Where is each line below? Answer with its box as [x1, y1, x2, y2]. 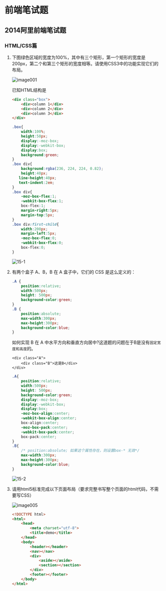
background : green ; [21, 152, 59, 157]
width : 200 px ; [21, 226, 48, 232]
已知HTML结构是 [11, 87, 47, 93]
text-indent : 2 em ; [18, 180, 55, 185]
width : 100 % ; [21, 129, 46, 135]
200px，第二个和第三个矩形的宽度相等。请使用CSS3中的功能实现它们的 [11, 60, 159, 66]
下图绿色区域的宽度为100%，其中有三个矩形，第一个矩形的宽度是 [11, 54, 146, 60]
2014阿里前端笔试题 [4, 26, 67, 34]
